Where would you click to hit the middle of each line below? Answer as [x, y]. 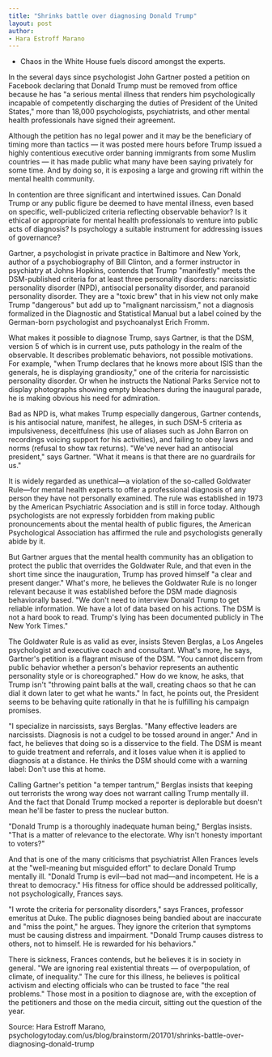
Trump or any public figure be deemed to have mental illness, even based [131, 203]
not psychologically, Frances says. [66, 894]
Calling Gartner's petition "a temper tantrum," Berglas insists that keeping [131, 785]
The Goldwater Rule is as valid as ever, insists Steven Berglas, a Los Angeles [136, 641]
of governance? [35, 238]
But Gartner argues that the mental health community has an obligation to [131, 557]
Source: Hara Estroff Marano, [57, 1027]
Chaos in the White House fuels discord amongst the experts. [123, 62]
